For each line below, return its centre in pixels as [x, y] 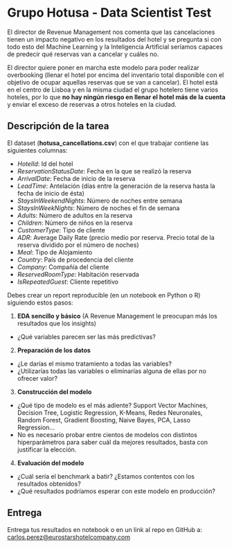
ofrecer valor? [37, 378]
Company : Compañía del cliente [63, 267]
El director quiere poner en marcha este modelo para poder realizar [103, 67]
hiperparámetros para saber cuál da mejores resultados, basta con [112, 442]
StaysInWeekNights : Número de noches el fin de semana [98, 208]
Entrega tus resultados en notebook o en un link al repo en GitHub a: [105, 529]
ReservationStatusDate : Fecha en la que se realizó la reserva [104, 171]
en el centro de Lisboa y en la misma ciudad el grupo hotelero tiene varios [113, 89]
